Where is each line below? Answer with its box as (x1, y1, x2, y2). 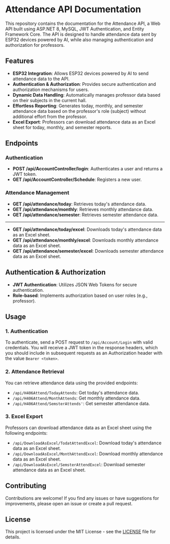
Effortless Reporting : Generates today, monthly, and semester (12, 103, 143, 109)
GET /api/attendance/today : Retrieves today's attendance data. (12, 201, 147, 207)
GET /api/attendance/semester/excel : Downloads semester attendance (12, 248, 164, 254)
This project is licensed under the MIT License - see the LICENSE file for (5, 529, 156, 535)
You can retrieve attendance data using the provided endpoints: (5, 380, 138, 386)
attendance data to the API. (12, 75, 70, 82)
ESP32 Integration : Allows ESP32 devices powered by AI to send (12, 70, 149, 76)
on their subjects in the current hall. (12, 97, 87, 103)
